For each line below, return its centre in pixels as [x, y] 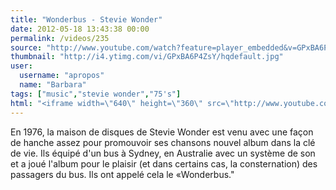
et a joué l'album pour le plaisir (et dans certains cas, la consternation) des [164, 163]
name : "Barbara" [53, 85]
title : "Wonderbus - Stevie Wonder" [86, 19]
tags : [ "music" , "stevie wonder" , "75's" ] [96, 94]
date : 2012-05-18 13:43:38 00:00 [80, 29]
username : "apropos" [62, 76]
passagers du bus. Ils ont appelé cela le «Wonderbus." [122, 174]
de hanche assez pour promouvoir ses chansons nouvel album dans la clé [163, 142]
